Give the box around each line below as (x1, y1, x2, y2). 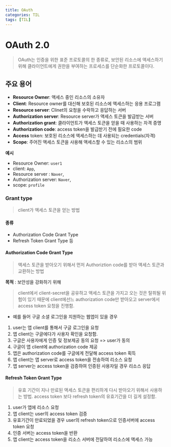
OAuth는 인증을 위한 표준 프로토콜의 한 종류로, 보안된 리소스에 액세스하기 (17, 57, 163, 63)
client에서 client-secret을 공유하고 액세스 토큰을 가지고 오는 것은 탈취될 (17, 290, 161, 296)
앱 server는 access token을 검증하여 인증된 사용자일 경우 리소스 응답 (12, 362, 151, 369)
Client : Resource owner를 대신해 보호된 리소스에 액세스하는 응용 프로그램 (12, 100, 161, 107)
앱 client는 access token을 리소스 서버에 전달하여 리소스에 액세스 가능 (12, 436, 153, 442)
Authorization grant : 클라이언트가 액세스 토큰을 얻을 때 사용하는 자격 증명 (12, 120, 162, 126)
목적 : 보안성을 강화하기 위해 (5, 279, 61, 285)
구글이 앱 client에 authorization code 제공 (12, 343, 98, 350)
